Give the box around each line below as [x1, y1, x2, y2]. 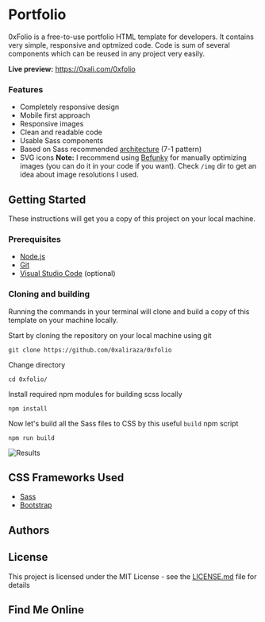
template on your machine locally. [8, 315, 119, 325]
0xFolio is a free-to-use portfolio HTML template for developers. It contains [8, 32, 254, 41]
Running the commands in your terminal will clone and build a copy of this [8, 306, 250, 316]
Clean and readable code [19, 127, 103, 137]
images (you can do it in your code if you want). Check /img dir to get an [19, 161, 257, 171]
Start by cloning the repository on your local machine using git [8, 330, 212, 340]
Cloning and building [8, 289, 90, 300]
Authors [8, 523, 50, 537]
